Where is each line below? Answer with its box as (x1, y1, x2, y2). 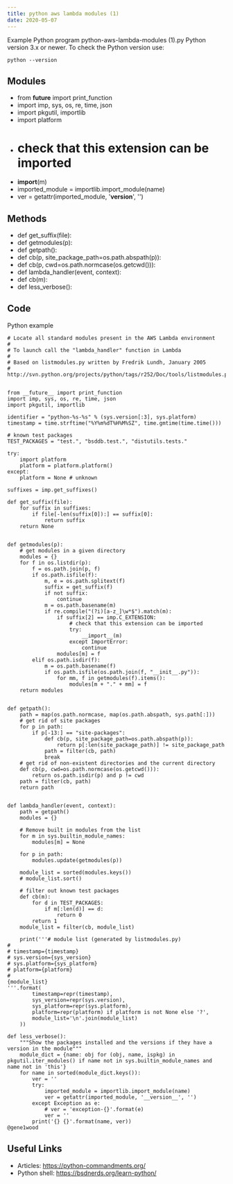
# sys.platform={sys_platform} (7, 960, 98, 967)
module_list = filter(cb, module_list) (19, 924, 135, 931)
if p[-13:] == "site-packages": (32, 729, 126, 736)
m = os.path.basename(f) (44, 662, 116, 670)
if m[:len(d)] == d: (44, 905, 104, 913)
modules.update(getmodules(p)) (32, 856, 123, 864)
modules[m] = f (56, 650, 101, 657)
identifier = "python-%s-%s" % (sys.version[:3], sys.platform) (7, 414, 197, 421)
